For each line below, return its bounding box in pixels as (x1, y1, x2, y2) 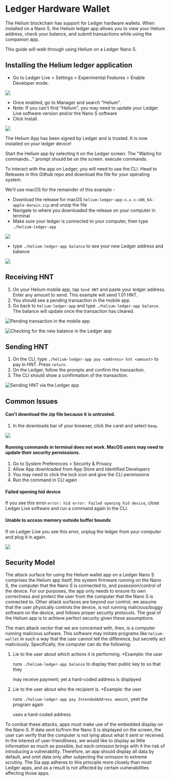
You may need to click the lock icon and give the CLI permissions (12, 472, 150, 478)
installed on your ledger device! (5, 140, 72, 147)
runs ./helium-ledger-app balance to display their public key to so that (12, 661, 161, 667)
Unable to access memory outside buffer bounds (5, 517, 111, 523)
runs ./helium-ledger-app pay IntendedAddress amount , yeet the (12, 696, 148, 702)
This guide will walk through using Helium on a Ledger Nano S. (5, 46, 137, 52)
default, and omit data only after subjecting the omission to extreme (5, 754, 148, 760)
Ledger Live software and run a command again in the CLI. (5, 505, 128, 511)
